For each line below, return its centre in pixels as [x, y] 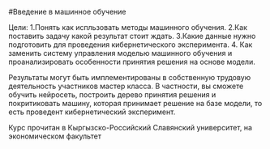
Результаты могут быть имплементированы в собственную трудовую [130, 77]
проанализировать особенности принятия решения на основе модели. [132, 62]
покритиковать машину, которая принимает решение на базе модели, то [135, 103]
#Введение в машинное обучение [68, 12]
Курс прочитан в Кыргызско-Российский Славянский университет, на [131, 128]
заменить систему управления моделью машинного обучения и [120, 53]
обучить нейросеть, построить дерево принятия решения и [112, 95]
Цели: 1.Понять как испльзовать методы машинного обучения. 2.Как [128, 27]
